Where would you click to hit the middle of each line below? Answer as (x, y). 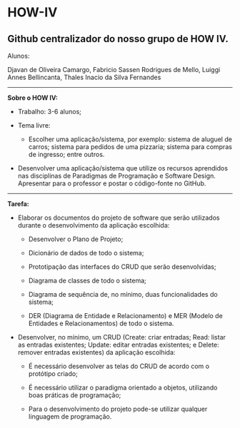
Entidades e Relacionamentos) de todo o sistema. (101, 323)
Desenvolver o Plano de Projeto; (76, 239)
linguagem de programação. (70, 417)
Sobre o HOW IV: (33, 98)
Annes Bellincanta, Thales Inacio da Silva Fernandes (84, 77)
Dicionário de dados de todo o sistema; (86, 253)
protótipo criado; (53, 374)
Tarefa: (19, 204)
